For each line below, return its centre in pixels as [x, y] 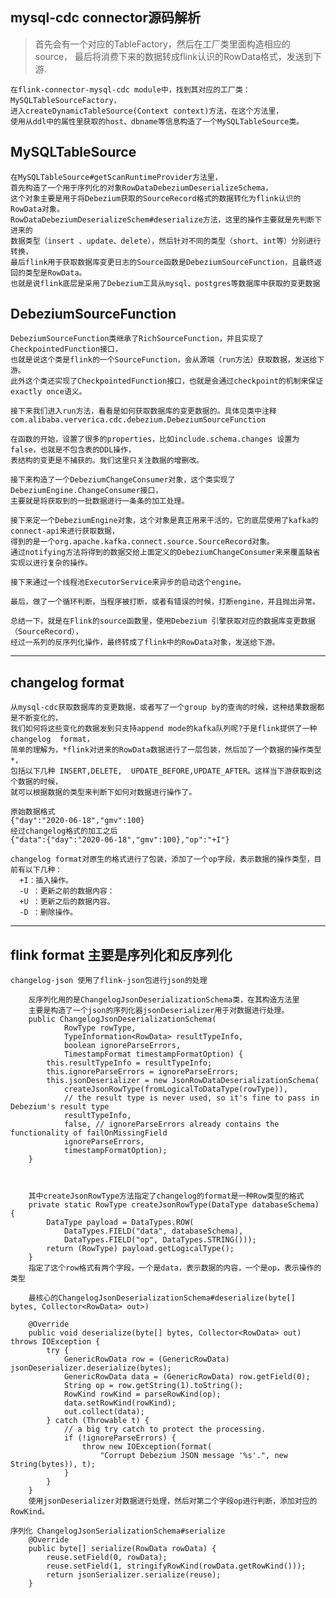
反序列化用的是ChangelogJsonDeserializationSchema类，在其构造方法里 [164, 1000]
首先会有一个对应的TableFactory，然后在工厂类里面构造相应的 [162, 44]
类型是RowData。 [55, 273]
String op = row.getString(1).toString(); [153, 1386]
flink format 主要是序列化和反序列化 [121, 954]
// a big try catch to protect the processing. [165, 1429]
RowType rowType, [100, 1028]
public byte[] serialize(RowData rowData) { [122, 1549]
